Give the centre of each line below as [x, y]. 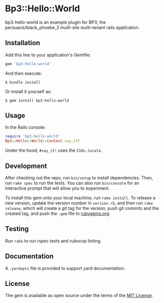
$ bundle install [23, 82]
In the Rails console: [25, 127]
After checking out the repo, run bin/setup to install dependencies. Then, [79, 178]
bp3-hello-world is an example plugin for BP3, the [55, 22]
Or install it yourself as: [28, 91]
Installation [23, 43]
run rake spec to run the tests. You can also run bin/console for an [72, 183]
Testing [17, 229]
